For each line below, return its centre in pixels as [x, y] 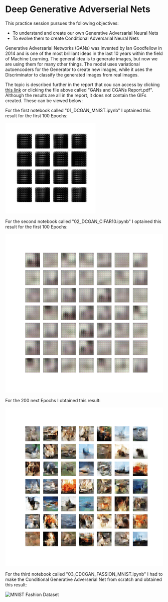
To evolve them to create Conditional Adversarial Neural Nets [76, 38]
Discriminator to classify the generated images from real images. [72, 74]
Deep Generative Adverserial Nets [78, 9]
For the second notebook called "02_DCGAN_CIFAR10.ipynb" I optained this [83, 221]
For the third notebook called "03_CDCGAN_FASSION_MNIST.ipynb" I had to [84, 574]
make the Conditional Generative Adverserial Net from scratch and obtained [83, 579]
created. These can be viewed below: [44, 100]
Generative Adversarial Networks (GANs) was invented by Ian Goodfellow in [83, 48]
